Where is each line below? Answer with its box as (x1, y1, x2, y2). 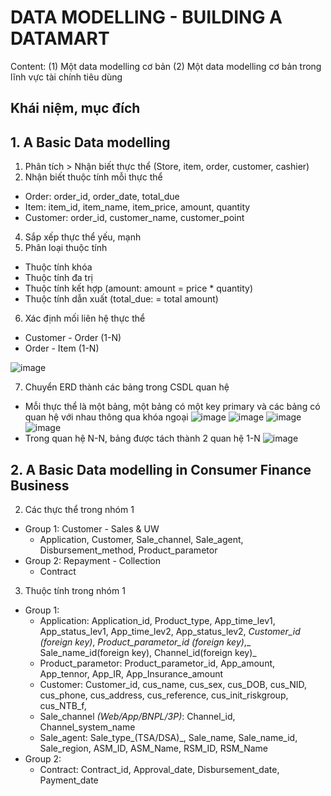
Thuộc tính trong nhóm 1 (24, 584, 126, 596)
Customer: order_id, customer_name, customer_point (24, 212, 245, 224)
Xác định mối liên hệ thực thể (24, 312, 146, 325)
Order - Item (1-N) (24, 342, 100, 355)
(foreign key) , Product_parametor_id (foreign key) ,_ (39, 636, 252, 648)
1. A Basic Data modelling (10, 134, 171, 151)
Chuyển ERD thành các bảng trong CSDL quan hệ (24, 381, 230, 393)
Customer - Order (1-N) (24, 332, 122, 344)
